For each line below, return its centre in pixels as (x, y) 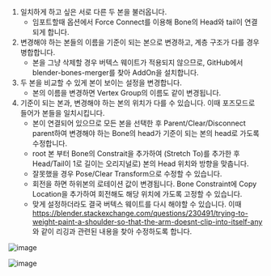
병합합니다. (38, 52)
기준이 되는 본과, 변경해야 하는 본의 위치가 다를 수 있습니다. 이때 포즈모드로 (138, 103)
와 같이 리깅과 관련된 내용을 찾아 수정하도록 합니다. (112, 231)
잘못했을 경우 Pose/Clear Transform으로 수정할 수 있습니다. (127, 174)
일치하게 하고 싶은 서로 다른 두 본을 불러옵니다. (93, 12)
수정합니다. (50, 143)
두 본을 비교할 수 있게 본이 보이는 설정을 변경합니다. (101, 83)
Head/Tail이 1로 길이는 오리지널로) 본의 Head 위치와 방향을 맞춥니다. (140, 163)
